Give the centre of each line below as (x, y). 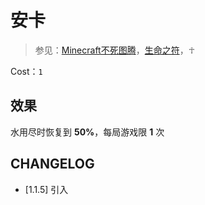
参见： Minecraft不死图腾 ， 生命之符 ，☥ (115, 50)
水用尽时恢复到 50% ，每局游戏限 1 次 (87, 132)
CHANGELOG (52, 164)
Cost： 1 (26, 71)
